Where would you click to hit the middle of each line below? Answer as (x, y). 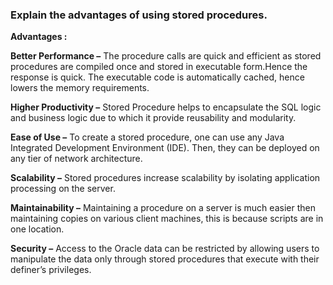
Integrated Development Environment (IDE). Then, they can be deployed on (165, 148)
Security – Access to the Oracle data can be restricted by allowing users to (165, 249)
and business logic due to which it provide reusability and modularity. (153, 118)
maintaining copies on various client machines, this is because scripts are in (167, 219)
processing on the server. (63, 189)
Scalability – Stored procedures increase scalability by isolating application (165, 178)
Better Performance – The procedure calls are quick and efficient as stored (166, 56)
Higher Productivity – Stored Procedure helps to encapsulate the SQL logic (166, 107)
